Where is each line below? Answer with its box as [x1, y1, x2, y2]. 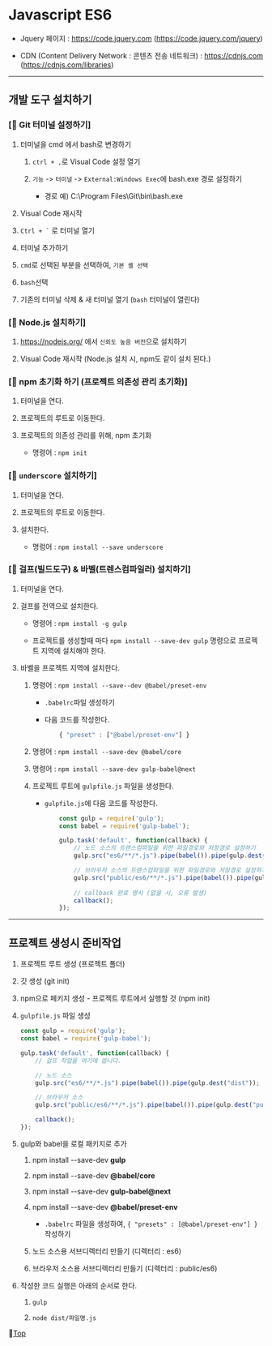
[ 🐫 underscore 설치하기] [8, 470, 97, 482]
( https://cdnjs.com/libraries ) [19, 59, 114, 70]
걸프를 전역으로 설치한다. [19, 601, 99, 611]
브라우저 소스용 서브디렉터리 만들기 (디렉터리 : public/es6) [32, 1263, 218, 1273]
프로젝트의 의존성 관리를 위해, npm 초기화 [19, 431, 152, 440]
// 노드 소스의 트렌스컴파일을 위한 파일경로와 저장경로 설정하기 [73, 844, 257, 852]
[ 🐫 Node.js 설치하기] [8, 316, 87, 328]
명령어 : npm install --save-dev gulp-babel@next [32, 764, 197, 774]
